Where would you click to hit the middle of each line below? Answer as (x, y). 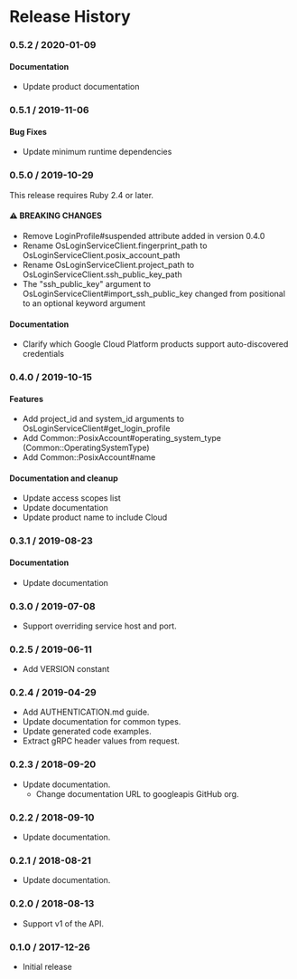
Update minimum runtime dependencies (97, 152)
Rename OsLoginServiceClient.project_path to (108, 264)
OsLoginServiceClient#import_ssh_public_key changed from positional (154, 293)
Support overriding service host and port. (100, 626)
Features (26, 398)
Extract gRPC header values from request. (101, 741)
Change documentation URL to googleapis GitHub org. (137, 793)
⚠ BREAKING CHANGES (56, 216)
